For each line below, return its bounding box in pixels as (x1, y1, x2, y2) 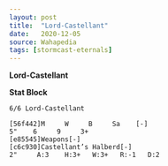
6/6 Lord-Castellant (9, 104, 86, 113)
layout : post (9, 12, 57, 22)
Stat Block (9, 87, 48, 98)
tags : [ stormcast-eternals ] (9, 46, 113, 55)
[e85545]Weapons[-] (9, 135, 81, 144)
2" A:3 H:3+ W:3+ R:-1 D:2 (9, 151, 161, 160)
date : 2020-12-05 (9, 29, 81, 38)
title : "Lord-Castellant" (9, 21, 109, 30)
